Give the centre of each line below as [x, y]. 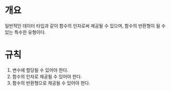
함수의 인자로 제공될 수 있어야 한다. [47, 76]
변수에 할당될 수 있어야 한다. [40, 70]
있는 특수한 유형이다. [25, 32]
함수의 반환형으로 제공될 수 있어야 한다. [51, 83]
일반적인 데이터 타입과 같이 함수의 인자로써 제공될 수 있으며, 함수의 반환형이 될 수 [85, 26]
